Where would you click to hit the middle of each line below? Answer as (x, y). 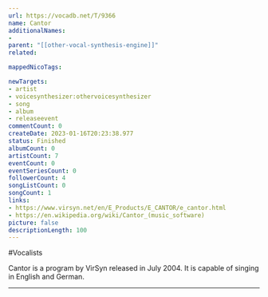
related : (23, 53)
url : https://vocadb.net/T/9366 (62, 16)
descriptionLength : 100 (48, 230)
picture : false (33, 223)
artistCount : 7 (33, 156)
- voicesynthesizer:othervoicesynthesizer (80, 97)
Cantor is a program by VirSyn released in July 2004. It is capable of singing (134, 268)
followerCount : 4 (37, 178)
